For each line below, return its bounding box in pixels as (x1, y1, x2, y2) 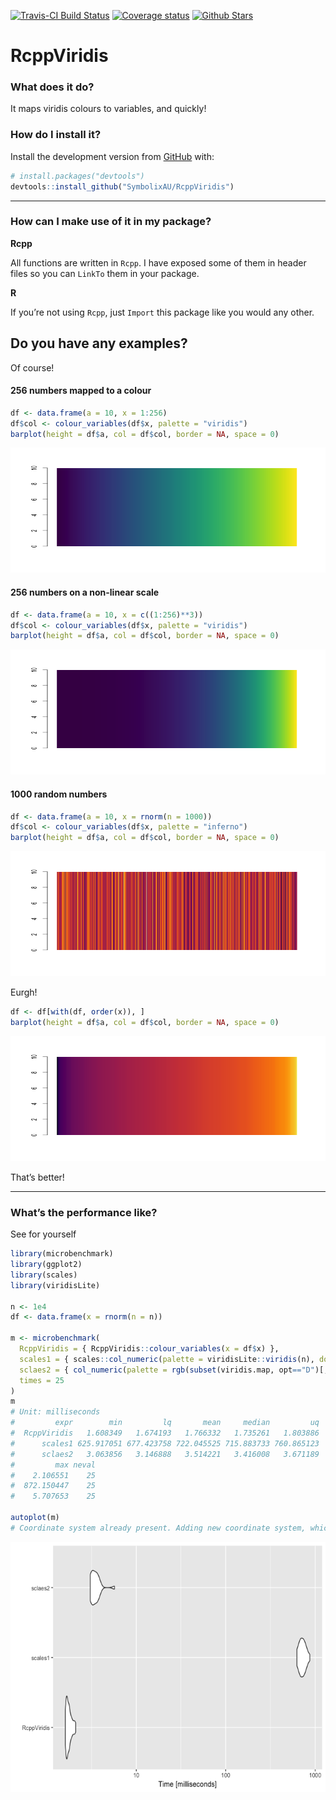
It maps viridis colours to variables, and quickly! (10, 103, 207, 115)
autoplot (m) (10, 1513, 60, 1523)
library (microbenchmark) (10, 1249, 114, 1259)
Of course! (10, 361, 55, 374)
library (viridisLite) (10, 1280, 101, 1290)
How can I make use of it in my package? (10, 215, 212, 229)
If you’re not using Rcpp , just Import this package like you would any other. (10, 306, 315, 318)
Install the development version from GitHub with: (10, 150, 215, 162)
